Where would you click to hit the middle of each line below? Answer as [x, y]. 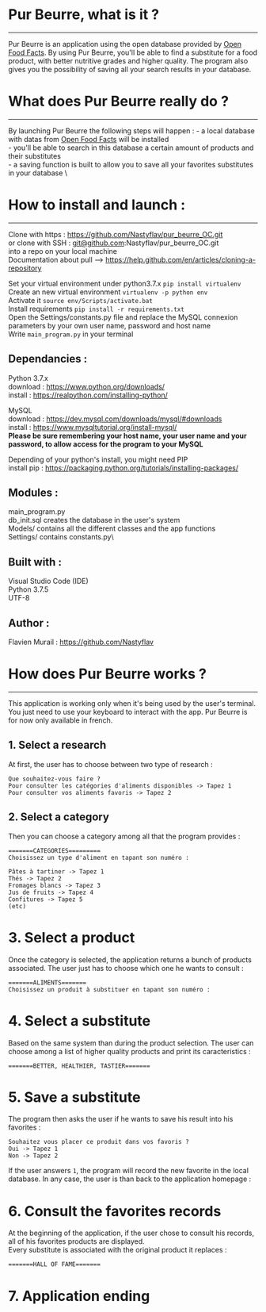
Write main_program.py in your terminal [71, 334]
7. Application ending [79, 1296]
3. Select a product [72, 937]
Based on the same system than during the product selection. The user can [131, 1043]
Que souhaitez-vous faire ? [55, 779]
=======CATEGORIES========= [55, 850]
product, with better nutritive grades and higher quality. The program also [128, 60]
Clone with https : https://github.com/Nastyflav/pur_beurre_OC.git [116, 234]
